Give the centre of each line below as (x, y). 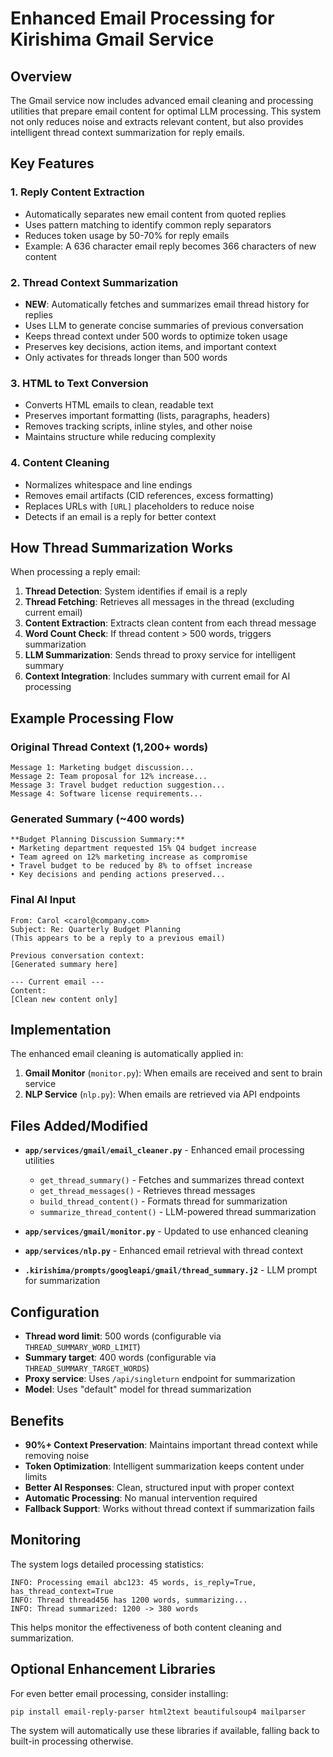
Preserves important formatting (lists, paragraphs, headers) (147, 416)
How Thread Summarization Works (122, 547)
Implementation (61, 1030)
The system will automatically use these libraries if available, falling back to (165, 1731)
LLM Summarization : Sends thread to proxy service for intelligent (160, 655)
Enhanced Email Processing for (142, 18)
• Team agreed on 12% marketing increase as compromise (129, 857)
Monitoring (46, 1540)
